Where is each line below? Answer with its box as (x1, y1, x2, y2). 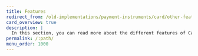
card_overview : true (6, 19, 57, 25)
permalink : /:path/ (6, 36, 54, 41)
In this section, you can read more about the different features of (11, 30, 186, 36)
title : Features (6, 8, 46, 15)
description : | (6, 24, 44, 31)
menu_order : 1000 (6, 41, 49, 47)
